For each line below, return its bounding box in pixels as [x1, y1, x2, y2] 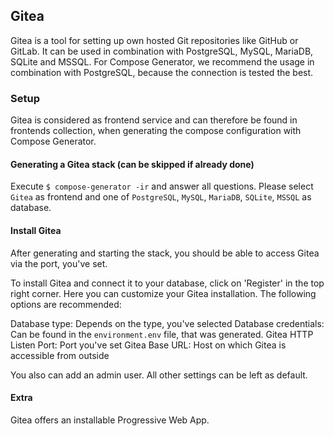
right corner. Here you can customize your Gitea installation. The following [10, 287, 317, 299]
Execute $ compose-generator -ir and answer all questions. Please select [10, 180, 314, 193]
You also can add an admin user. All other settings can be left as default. [10, 369, 308, 381]
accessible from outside [10, 349, 110, 361]
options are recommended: [10, 298, 122, 310]
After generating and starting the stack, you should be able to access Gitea [10, 247, 320, 259]
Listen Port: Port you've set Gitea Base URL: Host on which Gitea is [10, 339, 287, 351]
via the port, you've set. [10, 257, 108, 269]
